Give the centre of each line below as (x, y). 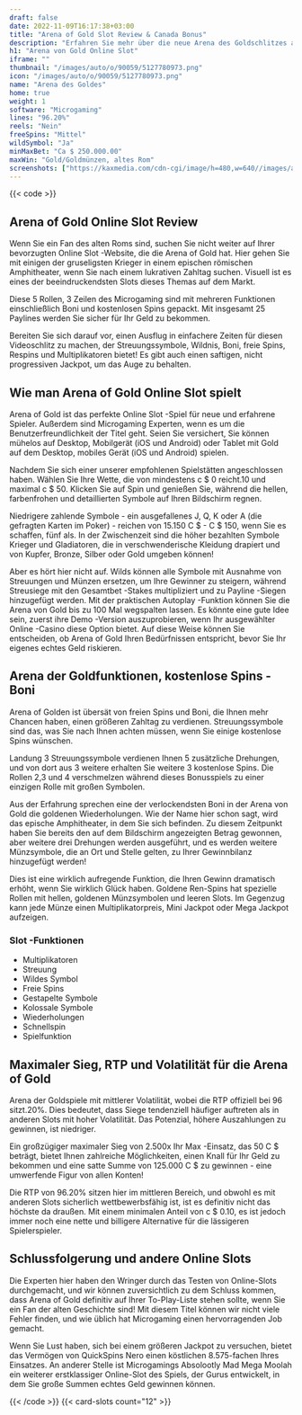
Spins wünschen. (41, 740)
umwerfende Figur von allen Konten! (76, 1175)
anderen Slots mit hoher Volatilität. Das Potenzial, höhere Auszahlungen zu (147, 1119)
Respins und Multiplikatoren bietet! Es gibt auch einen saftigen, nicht (136, 355)
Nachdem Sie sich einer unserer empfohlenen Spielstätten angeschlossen (146, 470)
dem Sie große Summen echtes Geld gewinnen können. (112, 1384)
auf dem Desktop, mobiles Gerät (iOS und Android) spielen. (119, 452)
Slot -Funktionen (47, 940)
